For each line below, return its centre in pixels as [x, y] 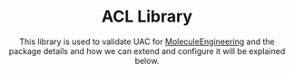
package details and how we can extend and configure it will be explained [147, 50]
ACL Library [147, 17]
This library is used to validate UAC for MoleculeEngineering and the [147, 41]
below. [147, 60]
